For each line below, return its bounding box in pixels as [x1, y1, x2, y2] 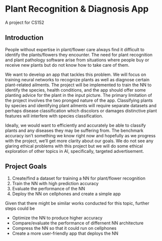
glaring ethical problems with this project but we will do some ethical [5, 143, 143, 149]
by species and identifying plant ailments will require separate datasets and [5, 102, 157, 108]
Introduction [5, 34, 44, 42]
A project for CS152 [5, 19, 44, 25]
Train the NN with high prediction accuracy [12, 180, 99, 186]
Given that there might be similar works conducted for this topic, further [5, 200, 150, 206]
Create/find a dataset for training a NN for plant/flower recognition [12, 175, 145, 181]
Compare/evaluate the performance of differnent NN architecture [12, 220, 144, 226]
